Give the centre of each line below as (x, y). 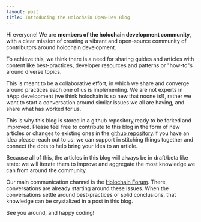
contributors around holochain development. (61, 47)
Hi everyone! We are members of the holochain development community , (99, 34)
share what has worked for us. (44, 109)
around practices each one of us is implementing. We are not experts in (94, 89)
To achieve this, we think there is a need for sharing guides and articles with (100, 59)
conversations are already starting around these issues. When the (88, 188)
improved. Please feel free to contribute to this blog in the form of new (93, 127)
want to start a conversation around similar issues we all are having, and (95, 102)
